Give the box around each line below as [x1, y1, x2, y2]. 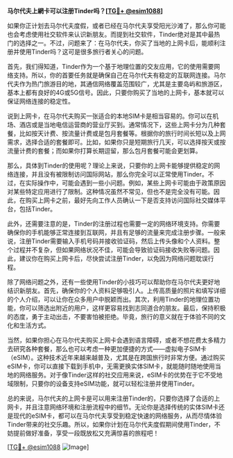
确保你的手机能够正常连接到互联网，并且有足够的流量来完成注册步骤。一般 [7, 229, 220, 236]
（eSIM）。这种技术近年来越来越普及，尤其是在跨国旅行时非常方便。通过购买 [7, 354, 225, 361]
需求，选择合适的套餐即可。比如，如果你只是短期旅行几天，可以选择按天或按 [7, 138, 226, 146]
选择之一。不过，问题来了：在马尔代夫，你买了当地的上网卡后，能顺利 [19, 39, 220, 47]
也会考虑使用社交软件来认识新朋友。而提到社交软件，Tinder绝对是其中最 [7, 31, 214, 38]
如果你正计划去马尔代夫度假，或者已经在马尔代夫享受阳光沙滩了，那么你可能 [7, 22, 226, 30]
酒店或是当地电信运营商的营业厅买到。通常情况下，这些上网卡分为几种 [19, 121, 220, 129]
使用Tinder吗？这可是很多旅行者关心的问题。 [19, 48, 148, 56]
